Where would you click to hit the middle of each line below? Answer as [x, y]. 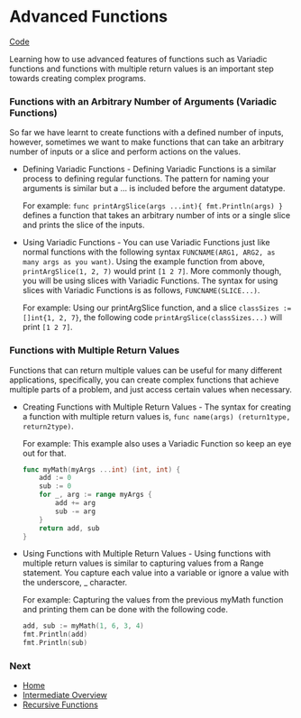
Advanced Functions [89, 17]
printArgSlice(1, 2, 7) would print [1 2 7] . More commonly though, [152, 272]
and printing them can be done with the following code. [125, 610]
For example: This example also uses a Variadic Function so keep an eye [157, 443]
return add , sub [69, 528]
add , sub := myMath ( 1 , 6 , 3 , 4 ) [83, 626]
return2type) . [48, 426]
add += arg [76, 503]
